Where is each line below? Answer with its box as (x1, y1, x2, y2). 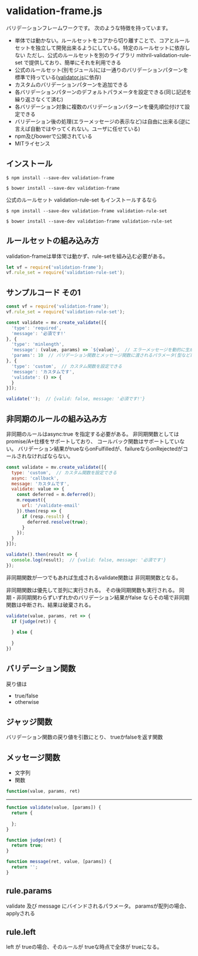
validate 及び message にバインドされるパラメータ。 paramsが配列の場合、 (6, 902, 190, 909)
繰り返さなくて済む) (14, 95, 64, 102)
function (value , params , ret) (6, 788, 81, 795)
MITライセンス (14, 140, 50, 147)
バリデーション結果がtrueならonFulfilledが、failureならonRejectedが (17, 445, 183, 452)
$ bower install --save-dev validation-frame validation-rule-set (6, 218, 173, 224)
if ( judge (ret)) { (11, 618, 57, 624)
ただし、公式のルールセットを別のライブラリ (26, 51, 136, 58)
